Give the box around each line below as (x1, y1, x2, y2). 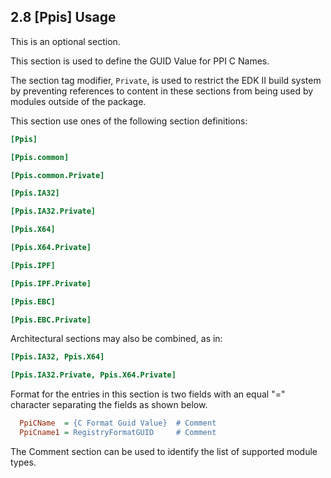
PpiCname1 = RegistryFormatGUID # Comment (19, 428, 217, 438)
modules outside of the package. (10, 95, 147, 107)
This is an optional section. (10, 35, 121, 47)
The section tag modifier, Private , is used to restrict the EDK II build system (10, 74, 322, 86)
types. (10, 456, 37, 468)
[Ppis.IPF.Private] (10, 278, 92, 289)
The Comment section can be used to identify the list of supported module (10, 445, 318, 457)
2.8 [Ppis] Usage (10, 9, 117, 26)
